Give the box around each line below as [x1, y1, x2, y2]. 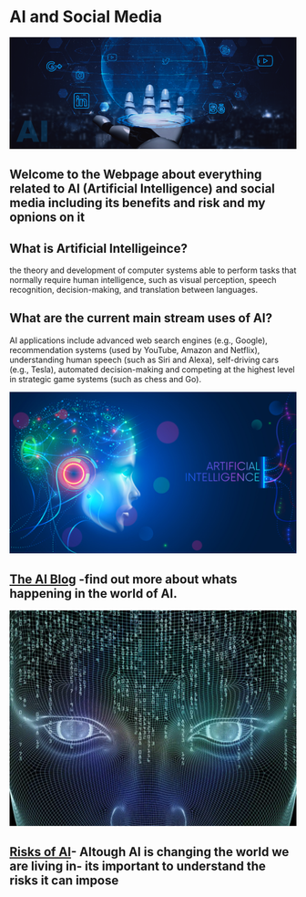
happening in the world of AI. [9, 586, 178, 601]
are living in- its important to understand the [9, 858, 267, 873]
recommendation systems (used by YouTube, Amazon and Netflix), [9, 344, 260, 355]
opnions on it [9, 210, 85, 225]
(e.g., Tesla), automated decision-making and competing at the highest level [9, 363, 295, 375]
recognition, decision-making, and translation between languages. [9, 285, 259, 296]
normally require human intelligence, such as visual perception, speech [9, 275, 277, 286]
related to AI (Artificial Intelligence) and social [9, 181, 276, 197]
